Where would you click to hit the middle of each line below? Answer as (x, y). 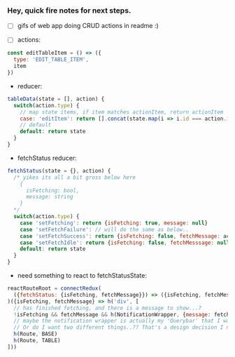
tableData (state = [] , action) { (56, 99)
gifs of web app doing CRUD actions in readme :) (88, 26)
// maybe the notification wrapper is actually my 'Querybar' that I (117, 321)
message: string (49, 197)
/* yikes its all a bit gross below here (75, 177)
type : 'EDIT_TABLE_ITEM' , (51, 60)
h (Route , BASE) (36, 334)
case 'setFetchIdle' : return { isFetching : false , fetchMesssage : (117, 243)
